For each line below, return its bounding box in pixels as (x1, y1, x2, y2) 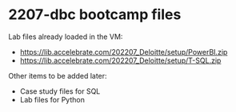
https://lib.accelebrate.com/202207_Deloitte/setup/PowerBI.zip (19, 47, 228, 56)
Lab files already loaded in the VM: (8, 32, 123, 41)
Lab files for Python (19, 95, 86, 104)
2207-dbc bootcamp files (8, 6, 182, 24)
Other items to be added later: (8, 71, 107, 80)
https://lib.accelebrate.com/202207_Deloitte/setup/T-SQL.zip (19, 56, 222, 65)
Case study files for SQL (19, 86, 101, 96)
